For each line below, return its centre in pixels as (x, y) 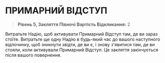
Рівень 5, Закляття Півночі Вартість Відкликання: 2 (74, 24)
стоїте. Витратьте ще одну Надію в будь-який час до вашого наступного (83, 39)
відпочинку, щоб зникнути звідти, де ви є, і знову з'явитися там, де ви (80, 44)
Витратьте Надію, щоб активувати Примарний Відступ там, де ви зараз (81, 34)
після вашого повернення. (33, 55)
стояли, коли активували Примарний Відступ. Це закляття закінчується (82, 50)
